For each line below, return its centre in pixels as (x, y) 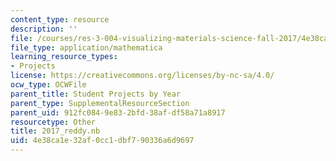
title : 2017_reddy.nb (55, 131)
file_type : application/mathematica (86, 47)
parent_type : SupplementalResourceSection (100, 103)
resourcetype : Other (53, 122)
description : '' (44, 29)
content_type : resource (60, 19)
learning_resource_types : (64, 57)
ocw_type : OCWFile (48, 85)
